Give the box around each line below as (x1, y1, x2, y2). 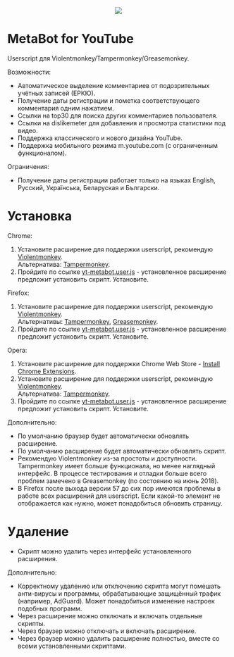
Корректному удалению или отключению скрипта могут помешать (17, 582, 221, 590)
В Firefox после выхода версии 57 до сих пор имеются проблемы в (17, 484, 221, 492)
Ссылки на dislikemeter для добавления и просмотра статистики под (17, 118, 226, 127)
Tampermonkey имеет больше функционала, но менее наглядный (17, 461, 216, 470)
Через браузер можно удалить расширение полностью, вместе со (17, 634, 220, 642)
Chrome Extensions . (17, 367, 77, 375)
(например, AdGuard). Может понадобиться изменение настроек (17, 596, 215, 605)
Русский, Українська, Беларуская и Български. (17, 183, 160, 192)
